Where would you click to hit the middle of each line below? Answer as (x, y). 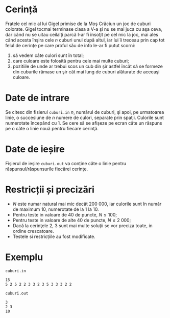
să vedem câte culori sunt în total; (48, 55)
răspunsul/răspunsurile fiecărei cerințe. (47, 169)
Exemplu (24, 257)
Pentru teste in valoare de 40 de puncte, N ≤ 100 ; (65, 214)
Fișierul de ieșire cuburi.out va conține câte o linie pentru (66, 163)
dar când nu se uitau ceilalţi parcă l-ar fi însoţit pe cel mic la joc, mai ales (82, 34)
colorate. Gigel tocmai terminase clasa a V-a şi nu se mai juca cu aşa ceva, (84, 29)
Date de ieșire (35, 149)
